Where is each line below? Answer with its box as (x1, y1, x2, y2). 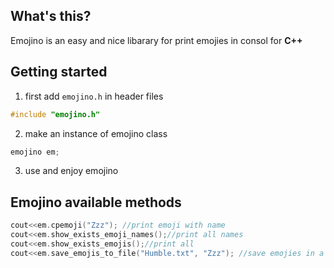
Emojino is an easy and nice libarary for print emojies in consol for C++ (10, 34, 303, 46)
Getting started (10, 64, 108, 81)
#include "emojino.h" (10, 109, 101, 119)
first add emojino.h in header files (24, 90, 164, 102)
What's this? (10, 8, 92, 25)
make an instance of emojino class (24, 127, 168, 139)
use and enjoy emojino (24, 165, 119, 177)
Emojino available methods (10, 194, 182, 211)
